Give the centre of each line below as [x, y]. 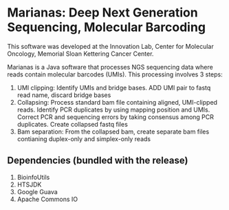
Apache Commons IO [47, 199]
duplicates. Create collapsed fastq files [73, 124]
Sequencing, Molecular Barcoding [107, 27]
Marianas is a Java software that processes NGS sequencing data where [110, 67]
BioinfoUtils [33, 177]
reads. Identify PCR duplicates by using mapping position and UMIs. [113, 109]
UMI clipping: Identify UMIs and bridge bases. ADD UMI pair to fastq [114, 87]
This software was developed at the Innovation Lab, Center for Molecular [111, 46]
